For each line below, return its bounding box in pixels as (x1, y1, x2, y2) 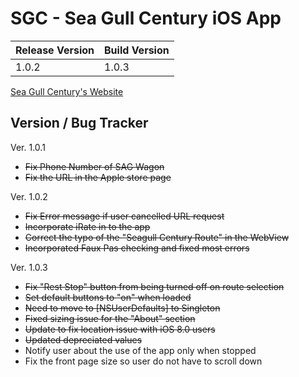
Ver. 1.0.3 (10, 261, 48, 273)
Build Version (104, 43, 170, 57)
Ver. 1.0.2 (10, 190, 48, 202)
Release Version (15, 43, 95, 57)
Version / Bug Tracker (10, 115, 149, 132)
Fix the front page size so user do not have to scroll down (24, 355, 263, 367)
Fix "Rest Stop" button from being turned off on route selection (24, 280, 285, 292)
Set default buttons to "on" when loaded (24, 291, 192, 303)
